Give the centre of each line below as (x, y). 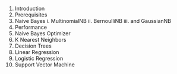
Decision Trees (33, 46)
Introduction (30, 9)
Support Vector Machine (45, 65)
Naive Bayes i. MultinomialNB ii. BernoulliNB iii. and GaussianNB (93, 21)
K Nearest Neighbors (40, 40)
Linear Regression (37, 52)
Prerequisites (31, 15)
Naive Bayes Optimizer (43, 33)
